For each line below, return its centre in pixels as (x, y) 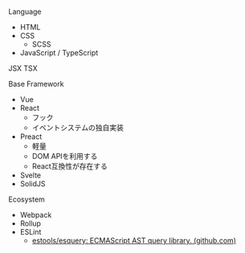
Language (25, 12)
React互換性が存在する (70, 166)
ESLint (31, 232)
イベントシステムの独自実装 (78, 127)
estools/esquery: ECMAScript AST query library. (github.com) (134, 241)
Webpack (36, 215)
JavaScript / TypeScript (59, 53)
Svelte (31, 175)
